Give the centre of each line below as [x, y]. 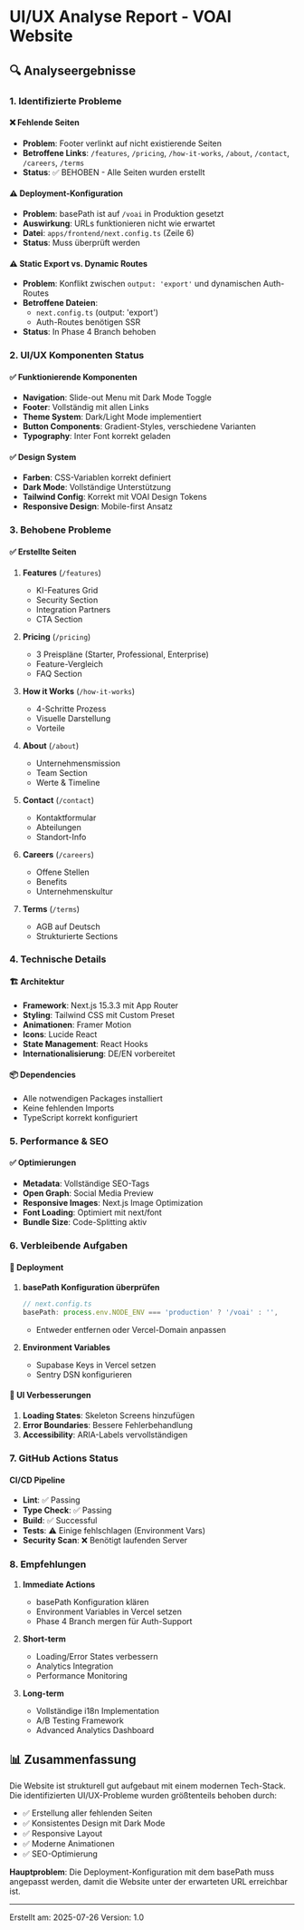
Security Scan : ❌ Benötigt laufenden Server [105, 1541]
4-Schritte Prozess [71, 709]
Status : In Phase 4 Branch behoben [89, 332]
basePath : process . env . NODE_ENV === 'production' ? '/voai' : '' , [150, 1313]
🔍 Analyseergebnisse [73, 70]
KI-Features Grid [67, 590]
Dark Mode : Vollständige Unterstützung [97, 487]
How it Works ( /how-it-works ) [79, 691]
